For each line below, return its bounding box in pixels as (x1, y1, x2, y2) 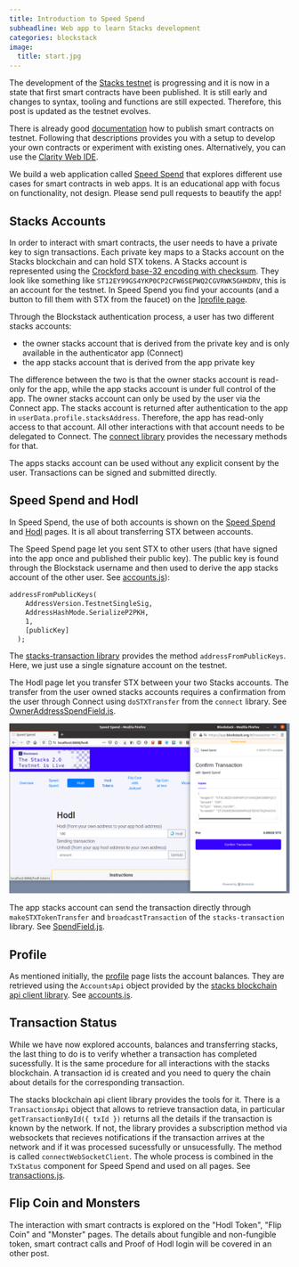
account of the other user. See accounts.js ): (9, 571, 171, 583)
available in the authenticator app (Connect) (21, 347, 184, 358)
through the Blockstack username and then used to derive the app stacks (9, 562, 279, 573)
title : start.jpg (17, 52, 82, 61)
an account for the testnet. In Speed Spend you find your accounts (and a (9, 284, 279, 295)
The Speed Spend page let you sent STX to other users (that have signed (9, 544, 278, 554)
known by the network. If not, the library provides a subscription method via (9, 1123, 287, 1133)
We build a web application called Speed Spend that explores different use (9, 169, 283, 180)
